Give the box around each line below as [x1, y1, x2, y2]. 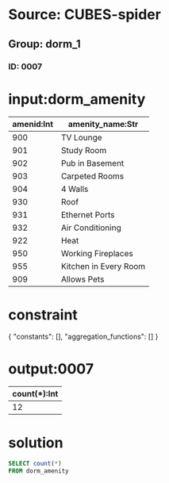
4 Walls [60, 184, 89, 195]
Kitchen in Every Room [60, 261, 146, 272]
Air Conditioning [60, 222, 121, 233]
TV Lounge [60, 132, 102, 144]
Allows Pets [60, 274, 105, 285]
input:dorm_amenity [8, 90, 146, 108]
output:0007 [8, 359, 94, 378]
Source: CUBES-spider [8, 6, 161, 24]
